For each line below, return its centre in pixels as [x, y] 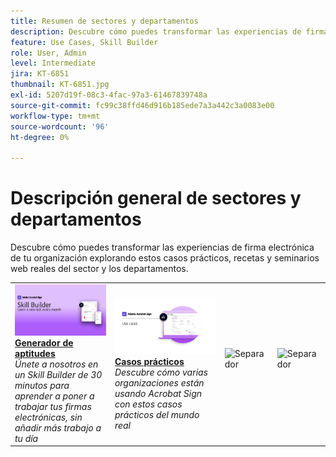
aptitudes [35, 353]
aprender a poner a [54, 396]
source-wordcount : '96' [60, 126]
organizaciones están [159, 382]
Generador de [44, 342]
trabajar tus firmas [53, 406]
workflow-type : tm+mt [55, 116]
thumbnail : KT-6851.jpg [60, 85]
